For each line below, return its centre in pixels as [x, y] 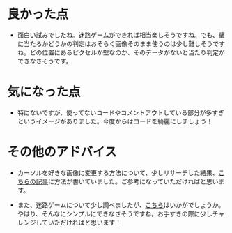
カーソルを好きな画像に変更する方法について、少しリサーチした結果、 [118, 172]
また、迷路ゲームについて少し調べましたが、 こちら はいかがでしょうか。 [121, 205]
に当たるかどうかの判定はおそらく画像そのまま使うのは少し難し [109, 43]
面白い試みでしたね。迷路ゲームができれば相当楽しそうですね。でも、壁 [121, 35]
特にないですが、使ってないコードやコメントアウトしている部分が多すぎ [121, 112]
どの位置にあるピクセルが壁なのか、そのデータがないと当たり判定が [127, 52]
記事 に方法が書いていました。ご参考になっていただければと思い [127, 181]
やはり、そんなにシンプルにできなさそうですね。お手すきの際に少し [115, 213]
